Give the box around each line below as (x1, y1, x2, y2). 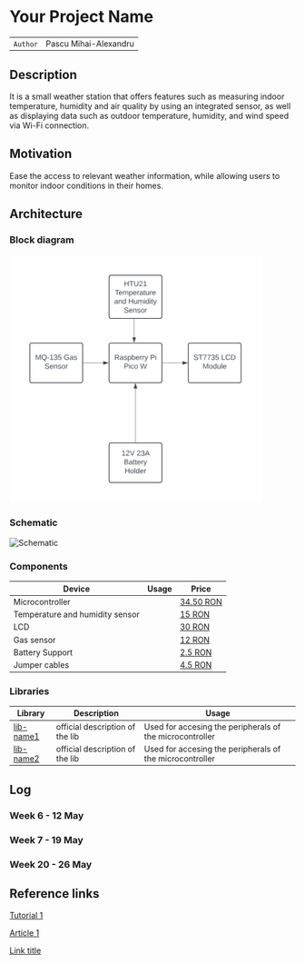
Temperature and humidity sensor (13, 609, 141, 620)
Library (16, 708, 45, 719)
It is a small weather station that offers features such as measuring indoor (9, 91, 285, 102)
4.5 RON (180, 660, 212, 671)
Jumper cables (13, 660, 70, 671)
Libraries (9, 684, 50, 697)
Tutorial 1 (9, 910, 44, 921)
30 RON (180, 621, 211, 632)
